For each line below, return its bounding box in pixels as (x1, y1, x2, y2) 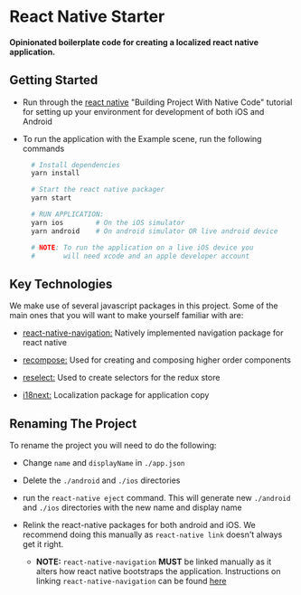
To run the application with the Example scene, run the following (22, 133, 262, 144)
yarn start (31, 194, 72, 203)
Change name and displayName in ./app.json (22, 458, 185, 468)
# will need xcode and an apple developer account (31, 251, 250, 260)
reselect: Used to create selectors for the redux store (22, 373, 221, 383)
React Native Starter (9, 6, 165, 27)
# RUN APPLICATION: (31, 210, 104, 219)
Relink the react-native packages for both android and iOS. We (22, 520, 256, 531)
